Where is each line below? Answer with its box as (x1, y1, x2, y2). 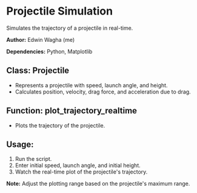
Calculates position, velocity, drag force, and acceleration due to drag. (15, 88, 191, 95)
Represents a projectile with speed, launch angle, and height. (15, 81, 168, 89)
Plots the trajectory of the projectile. (15, 121, 105, 129)
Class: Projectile (6, 66, 70, 76)
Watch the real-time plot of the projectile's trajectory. (15, 168, 148, 175)
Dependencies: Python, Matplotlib (6, 47, 93, 55)
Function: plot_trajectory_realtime (6, 106, 138, 116)
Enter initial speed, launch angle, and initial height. (15, 162, 141, 169)
